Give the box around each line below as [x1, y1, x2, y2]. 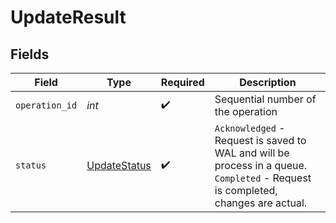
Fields [10, 46, 50, 63]
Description [239, 76, 297, 89]
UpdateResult [10, 6, 127, 29]
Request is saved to [214, 134, 307, 147]
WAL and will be [214, 146, 290, 160]
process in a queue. [214, 159, 308, 172]
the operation [214, 105, 278, 118]
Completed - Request [214, 171, 312, 185]
